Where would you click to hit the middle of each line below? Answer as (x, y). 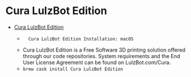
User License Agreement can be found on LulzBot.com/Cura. (97, 62)
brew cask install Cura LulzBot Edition (73, 69)
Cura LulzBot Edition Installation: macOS (81, 39)
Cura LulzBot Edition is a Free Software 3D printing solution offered (104, 50)
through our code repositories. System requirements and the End (101, 56)
